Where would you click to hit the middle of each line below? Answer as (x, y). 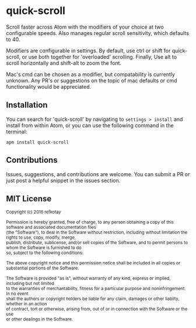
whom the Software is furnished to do (44, 248)
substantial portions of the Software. (43, 268)
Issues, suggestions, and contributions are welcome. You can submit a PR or (98, 174)
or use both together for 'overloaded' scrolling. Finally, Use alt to (99, 57)
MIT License (29, 199)
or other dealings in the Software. (40, 319)
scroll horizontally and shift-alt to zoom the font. (64, 63)
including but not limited (30, 284)
